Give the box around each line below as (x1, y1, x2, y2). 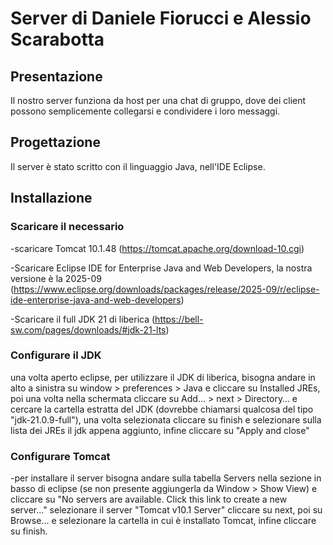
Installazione (10, 190, 93, 207)
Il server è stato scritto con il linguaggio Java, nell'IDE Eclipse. (10, 160, 266, 172)
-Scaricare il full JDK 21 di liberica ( (10, 313, 156, 325)
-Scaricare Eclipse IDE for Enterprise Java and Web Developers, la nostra (10, 262, 313, 274)
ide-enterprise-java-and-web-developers (10, 293, 182, 306)
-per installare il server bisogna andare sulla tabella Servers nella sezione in (10, 472, 322, 484)
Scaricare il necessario (10, 220, 125, 234)
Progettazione (10, 134, 101, 151)
